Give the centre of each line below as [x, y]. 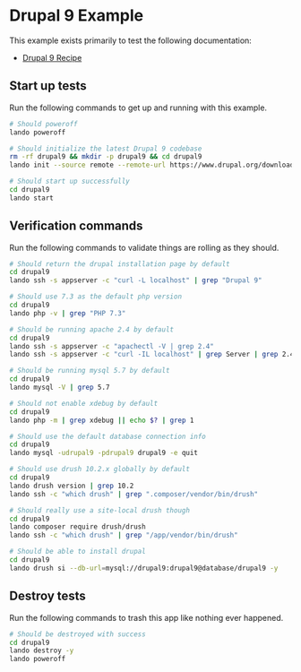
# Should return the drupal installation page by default [120, 264]
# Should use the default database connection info [107, 436]
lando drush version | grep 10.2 [72, 486]
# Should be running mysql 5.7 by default [90, 371]
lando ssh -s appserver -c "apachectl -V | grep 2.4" [112, 346]
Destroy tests [48, 596]
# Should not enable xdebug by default [84, 403]
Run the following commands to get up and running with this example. [138, 108]
